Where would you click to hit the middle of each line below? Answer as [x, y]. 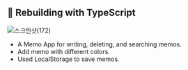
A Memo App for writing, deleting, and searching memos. [100, 44]
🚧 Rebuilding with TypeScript [71, 13]
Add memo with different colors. [63, 51]
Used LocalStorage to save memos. [68, 59]
